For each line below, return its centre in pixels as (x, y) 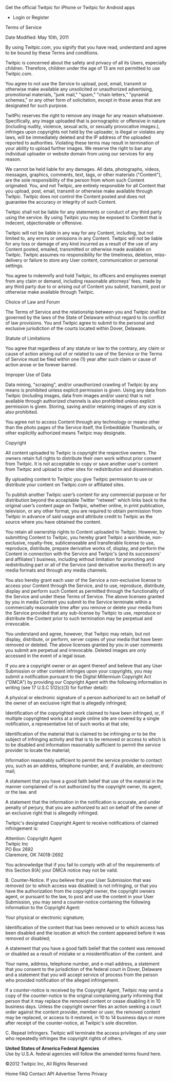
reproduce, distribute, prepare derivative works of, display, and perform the (85, 548)
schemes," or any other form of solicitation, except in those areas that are (83, 100)
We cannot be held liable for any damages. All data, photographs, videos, (83, 169)
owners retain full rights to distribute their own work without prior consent (83, 458)
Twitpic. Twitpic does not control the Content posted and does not (75, 197)
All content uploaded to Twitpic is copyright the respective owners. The (81, 453)
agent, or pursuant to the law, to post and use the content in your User (80, 897)
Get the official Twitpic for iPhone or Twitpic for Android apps (70, 7)
